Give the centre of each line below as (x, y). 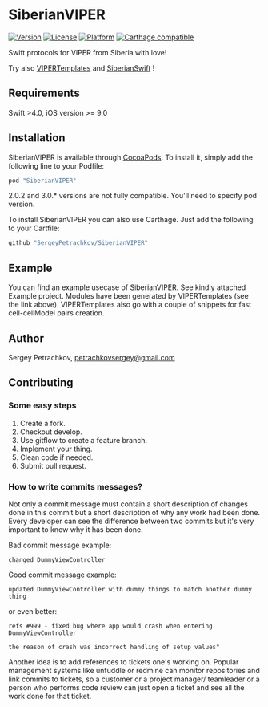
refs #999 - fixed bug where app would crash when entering (111, 626)
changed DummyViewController (57, 559)
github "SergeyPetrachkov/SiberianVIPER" (78, 243)
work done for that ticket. (50, 696)
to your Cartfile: (34, 228)
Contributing (41, 383)
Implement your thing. (56, 449)
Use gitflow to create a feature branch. (84, 440)
